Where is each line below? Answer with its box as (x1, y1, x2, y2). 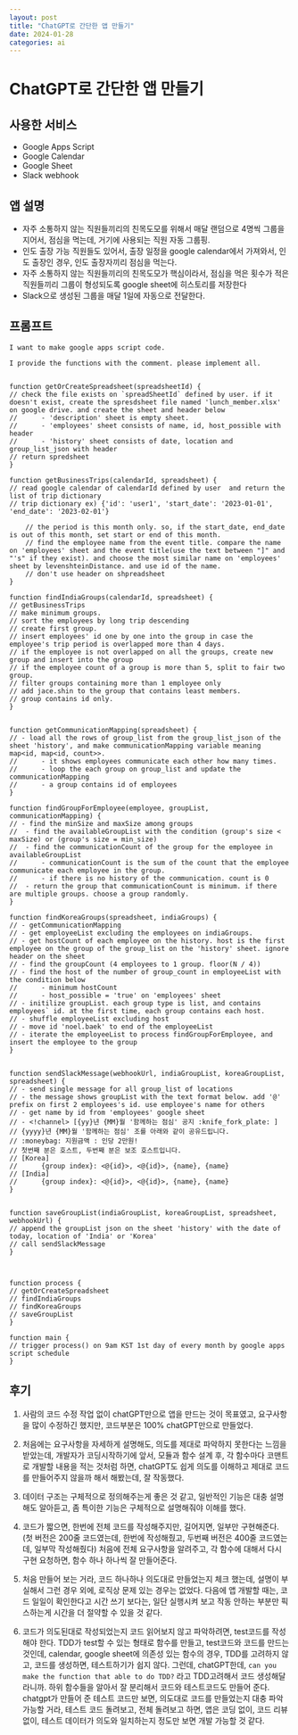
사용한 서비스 (9, 117, 78, 132)
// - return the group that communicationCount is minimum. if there (9, 881, 277, 890)
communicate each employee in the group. (9, 866, 166, 875)
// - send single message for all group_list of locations (9, 1085, 234, 1094)
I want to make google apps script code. (9, 343, 166, 352)
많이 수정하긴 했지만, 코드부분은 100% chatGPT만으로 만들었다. (31, 1419, 254, 1430)
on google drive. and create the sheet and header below (9, 405, 226, 415)
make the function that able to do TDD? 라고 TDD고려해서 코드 (21, 1670, 255, 1681)
